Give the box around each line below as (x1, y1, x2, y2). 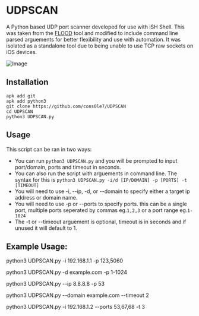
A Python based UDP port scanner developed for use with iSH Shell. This (6, 23, 185, 30)
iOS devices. (6, 48, 37, 55)
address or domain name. (14, 194, 78, 201)
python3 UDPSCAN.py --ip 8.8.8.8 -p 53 (6, 280, 105, 287)
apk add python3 (6, 98, 46, 104)
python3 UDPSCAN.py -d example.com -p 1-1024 (6, 268, 128, 276)
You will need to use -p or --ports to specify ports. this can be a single (14, 200, 187, 207)
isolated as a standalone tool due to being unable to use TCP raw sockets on (6, 42, 194, 49)
